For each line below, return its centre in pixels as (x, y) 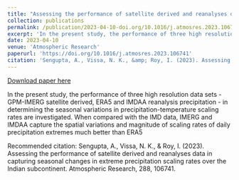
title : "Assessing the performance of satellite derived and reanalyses (117, 14)
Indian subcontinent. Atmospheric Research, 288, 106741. (92, 169)
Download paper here (39, 80)
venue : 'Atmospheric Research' (54, 47)
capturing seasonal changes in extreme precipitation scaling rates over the (117, 161)
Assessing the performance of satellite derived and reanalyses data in (110, 153)
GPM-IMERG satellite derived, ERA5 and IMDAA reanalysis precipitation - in (118, 102)
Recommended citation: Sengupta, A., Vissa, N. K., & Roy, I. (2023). (106, 146)
